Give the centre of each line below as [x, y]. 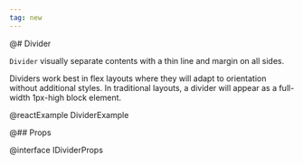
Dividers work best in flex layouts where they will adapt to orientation [138, 78]
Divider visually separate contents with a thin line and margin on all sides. [147, 60]
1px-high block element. [77, 97]
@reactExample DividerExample [69, 114]
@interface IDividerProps [57, 150]
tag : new [26, 18]
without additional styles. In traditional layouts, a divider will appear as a [143, 87]
